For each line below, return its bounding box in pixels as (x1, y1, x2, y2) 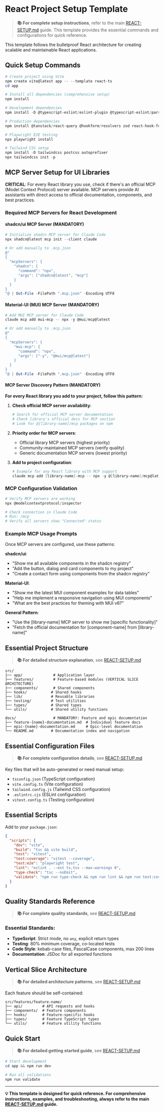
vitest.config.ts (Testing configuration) (12, 797, 95, 803)
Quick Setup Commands (5, 61, 81, 70)
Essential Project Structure (5, 643, 89, 652)
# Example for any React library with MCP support (12, 469, 118, 474)
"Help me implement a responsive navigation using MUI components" (12, 595, 152, 601)
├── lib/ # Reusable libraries (5, 694, 95, 699)
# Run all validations (5, 1072, 51, 1077)
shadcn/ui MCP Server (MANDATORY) (5, 222, 84, 227)
